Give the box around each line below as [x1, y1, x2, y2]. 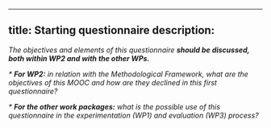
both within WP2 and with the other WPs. [8, 53, 150, 63]
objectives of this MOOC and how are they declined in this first [8, 77, 218, 87]
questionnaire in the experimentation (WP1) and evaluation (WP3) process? [8, 110, 260, 120]
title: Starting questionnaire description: [8, 23, 215, 37]
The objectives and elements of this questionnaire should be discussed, [8, 45, 250, 55]
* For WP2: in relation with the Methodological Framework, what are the [8, 69, 248, 79]
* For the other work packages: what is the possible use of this [8, 101, 220, 111]
